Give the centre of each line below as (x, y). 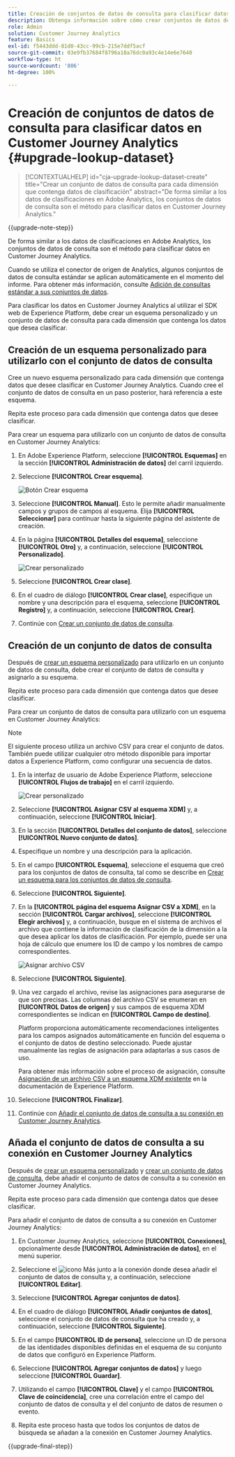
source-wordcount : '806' (44, 66)
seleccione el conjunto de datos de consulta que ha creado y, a (109, 1318)
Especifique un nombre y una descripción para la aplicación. (105, 852)
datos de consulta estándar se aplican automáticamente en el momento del (116, 277)
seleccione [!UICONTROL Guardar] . (70, 1375)
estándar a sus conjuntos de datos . (58, 292)
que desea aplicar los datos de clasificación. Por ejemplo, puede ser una (122, 937)
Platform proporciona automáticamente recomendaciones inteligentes (118, 1028)
